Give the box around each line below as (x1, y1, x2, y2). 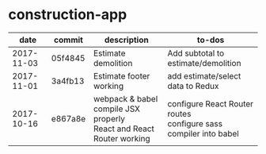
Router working (93, 133, 150, 144)
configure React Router (167, 98, 254, 109)
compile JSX (93, 103, 141, 114)
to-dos (196, 34, 225, 45)
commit (54, 34, 83, 45)
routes (167, 108, 192, 119)
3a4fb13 (51, 75, 85, 87)
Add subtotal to (167, 48, 225, 59)
